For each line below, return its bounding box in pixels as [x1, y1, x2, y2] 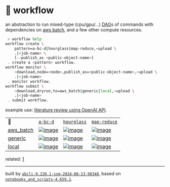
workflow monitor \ [5, 65, 47, 70]
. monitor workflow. [7, 79, 51, 84]
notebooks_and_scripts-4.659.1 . [5, 176, 72, 182]
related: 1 [5, 156, 24, 162]
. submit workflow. [7, 98, 49, 103]
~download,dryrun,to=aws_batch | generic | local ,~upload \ [14, 88, 135, 93]
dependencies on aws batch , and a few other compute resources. [5, 26, 143, 32]
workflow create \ [5, 41, 44, 46]
